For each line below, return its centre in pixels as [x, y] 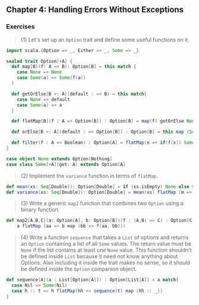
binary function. [40, 209]
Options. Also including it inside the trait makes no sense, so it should [105, 263]
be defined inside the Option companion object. [79, 269]
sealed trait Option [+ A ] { [39, 61]
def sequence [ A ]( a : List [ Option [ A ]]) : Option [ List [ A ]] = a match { [92, 280]
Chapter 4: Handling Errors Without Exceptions [95, 10]
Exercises [21, 27]
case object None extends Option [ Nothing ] [59, 159]
